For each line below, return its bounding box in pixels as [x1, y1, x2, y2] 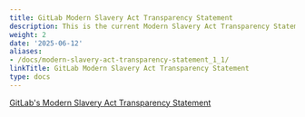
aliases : [9, 47, 43, 56]
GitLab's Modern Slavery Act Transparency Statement [9, 97, 212, 108]
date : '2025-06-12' [9, 38, 84, 48]
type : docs [9, 73, 51, 82]
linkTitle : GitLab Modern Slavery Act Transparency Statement [9, 64, 250, 73]
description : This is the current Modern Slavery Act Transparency [9, 22, 271, 31]
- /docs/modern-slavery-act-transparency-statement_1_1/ [9, 55, 230, 64]
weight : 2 [9, 30, 47, 39]
